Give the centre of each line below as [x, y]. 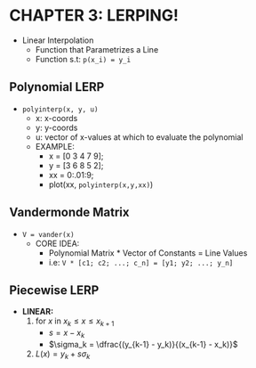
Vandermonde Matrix [69, 213]
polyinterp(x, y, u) [60, 109]
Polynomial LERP [57, 87]
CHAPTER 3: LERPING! [94, 16]
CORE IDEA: [57, 243]
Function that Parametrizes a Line [97, 49]
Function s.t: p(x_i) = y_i [83, 59]
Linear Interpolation [58, 40]
